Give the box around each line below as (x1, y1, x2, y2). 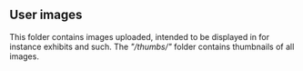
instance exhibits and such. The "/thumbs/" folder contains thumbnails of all (9, 41, 295, 52)
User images (9, 7, 83, 23)
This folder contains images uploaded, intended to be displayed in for (9, 31, 270, 42)
